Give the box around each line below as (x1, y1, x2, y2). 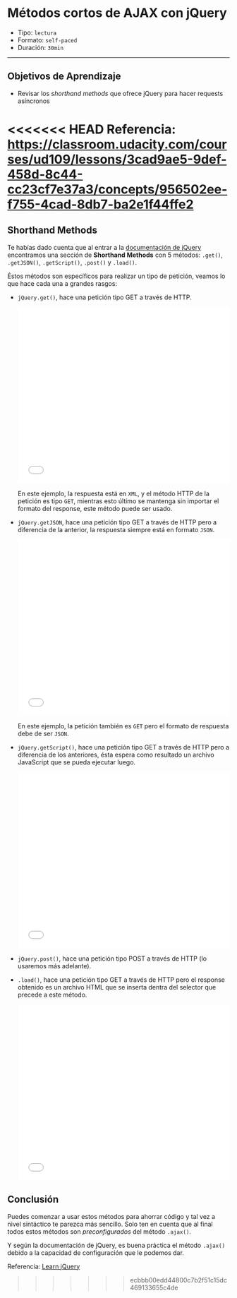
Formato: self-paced (17, 35, 78, 44)
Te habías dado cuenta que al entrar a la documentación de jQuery (7, 243, 202, 251)
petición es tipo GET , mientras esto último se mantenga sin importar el (17, 496, 219, 505)
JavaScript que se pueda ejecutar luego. (17, 757, 136, 767)
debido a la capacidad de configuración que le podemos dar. (7, 1248, 185, 1257)
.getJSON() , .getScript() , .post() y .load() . (7, 258, 138, 266)
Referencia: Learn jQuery (7, 1262, 80, 1270)
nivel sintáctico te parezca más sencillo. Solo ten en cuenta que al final (7, 1220, 213, 1228)
